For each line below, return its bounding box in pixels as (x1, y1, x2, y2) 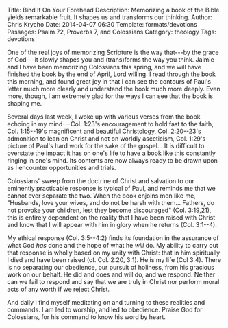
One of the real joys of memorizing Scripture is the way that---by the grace (7, 48, 219, 56)
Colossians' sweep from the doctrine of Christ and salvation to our (7, 177, 195, 185)
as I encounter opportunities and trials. (7, 164, 116, 172)
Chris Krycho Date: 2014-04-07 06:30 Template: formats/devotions (7, 21, 197, 28)
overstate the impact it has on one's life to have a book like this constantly (7, 149, 216, 157)
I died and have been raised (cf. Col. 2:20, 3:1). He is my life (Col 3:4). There (7, 256, 221, 263)
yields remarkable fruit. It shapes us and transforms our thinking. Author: (7, 13, 212, 21)
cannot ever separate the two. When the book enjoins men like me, (7, 191, 197, 200)
